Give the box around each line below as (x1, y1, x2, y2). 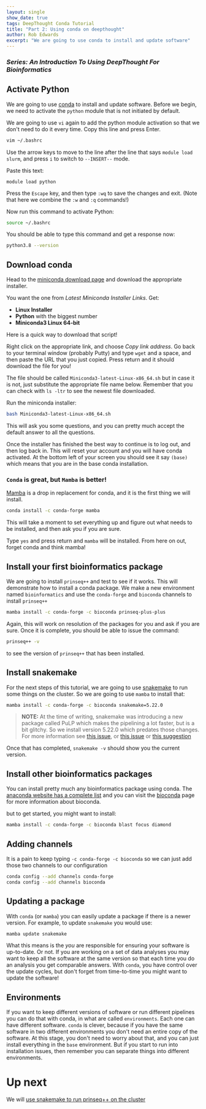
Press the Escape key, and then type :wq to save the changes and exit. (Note (6, 189, 197, 197)
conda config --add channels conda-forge (6, 873, 114, 880)
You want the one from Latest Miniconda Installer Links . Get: (6, 294, 159, 302)
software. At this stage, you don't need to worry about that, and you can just (6, 1034, 199, 1042)
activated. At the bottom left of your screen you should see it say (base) (6, 454, 188, 461)
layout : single (6, 9, 45, 15)
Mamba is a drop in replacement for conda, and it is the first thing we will (6, 489, 191, 497)
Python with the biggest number (15, 313, 98, 320)
